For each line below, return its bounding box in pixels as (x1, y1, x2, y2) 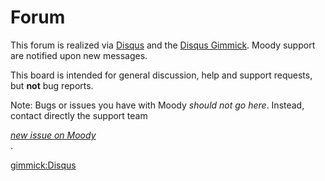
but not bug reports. (10, 79, 94, 91)
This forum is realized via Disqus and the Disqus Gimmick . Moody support (10, 39, 316, 51)
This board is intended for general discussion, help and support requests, (10, 69, 313, 81)
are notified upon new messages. (10, 49, 148, 61)
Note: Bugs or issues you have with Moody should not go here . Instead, (10, 99, 305, 111)
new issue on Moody (10, 129, 97, 141)
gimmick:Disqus (10, 159, 77, 171)
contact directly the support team (10, 109, 148, 121)
